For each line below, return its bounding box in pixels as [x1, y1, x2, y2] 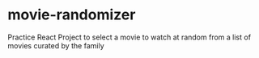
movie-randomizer [7, 6, 136, 24]
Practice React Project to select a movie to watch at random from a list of [7, 32, 252, 42]
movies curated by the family [7, 40, 104, 50]
